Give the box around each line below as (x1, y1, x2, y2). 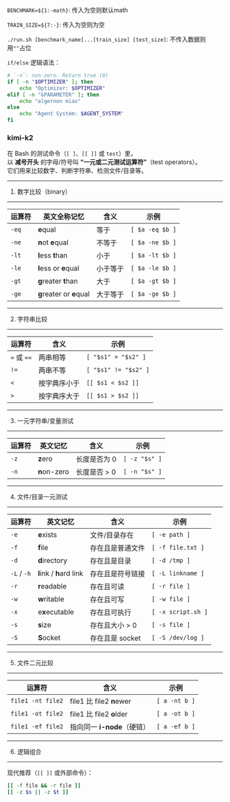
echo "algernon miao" (19, 98, 81, 104)
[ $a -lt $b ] (130, 251, 177, 260)
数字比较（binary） (16, 187, 72, 196)
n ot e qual (38, 238, 68, 247)
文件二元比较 (16, 658, 53, 667)
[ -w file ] (151, 595, 190, 603)
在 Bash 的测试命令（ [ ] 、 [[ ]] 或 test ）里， (7, 150, 137, 158)
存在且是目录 (90, 556, 131, 566)
